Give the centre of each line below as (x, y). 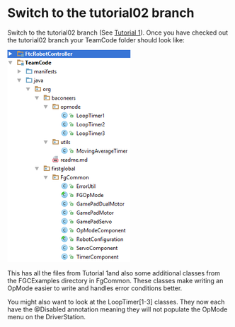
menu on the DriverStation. (47, 316)
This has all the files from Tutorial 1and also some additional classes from (114, 273)
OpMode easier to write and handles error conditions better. (95, 288)
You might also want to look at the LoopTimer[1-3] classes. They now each (116, 302)
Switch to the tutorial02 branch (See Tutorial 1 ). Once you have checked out (118, 32)
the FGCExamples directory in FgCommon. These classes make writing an (115, 280)
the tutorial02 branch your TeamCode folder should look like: (96, 40)
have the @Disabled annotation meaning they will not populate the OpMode (117, 309)
